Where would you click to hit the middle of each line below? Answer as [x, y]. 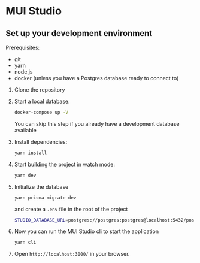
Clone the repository [40, 90]
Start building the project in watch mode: [64, 164]
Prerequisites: [23, 47]
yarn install [31, 153]
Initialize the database [41, 186]
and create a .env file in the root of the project [71, 209]
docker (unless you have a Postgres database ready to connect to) [96, 78]
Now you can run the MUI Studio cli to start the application [87, 231]
